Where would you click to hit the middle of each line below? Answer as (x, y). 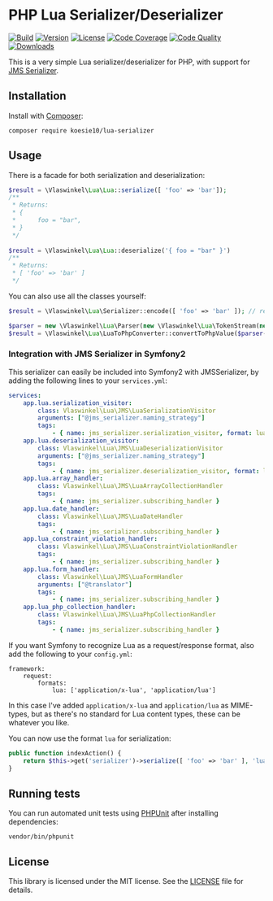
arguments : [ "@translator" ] (85, 584)
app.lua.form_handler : (61, 569)
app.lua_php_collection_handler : (80, 607)
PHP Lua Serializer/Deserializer (116, 15)
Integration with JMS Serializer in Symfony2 (97, 354)
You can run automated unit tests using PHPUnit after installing (114, 813)
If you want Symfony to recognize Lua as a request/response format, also (131, 645)
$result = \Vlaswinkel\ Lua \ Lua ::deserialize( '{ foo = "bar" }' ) (119, 250)
